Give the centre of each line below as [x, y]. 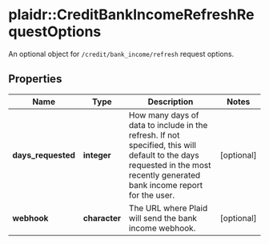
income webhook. [162, 228]
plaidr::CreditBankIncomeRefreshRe [131, 15]
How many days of [164, 115]
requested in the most [170, 165]
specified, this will [162, 145]
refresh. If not [154, 135]
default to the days [164, 155]
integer [97, 155]
